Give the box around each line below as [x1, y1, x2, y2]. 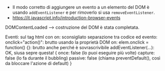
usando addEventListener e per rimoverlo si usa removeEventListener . [12, 9, 155, 15]
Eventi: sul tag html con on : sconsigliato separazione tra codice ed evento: [5, 34, 158, 40]
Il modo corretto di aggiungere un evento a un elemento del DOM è [12, 4, 150, 10]
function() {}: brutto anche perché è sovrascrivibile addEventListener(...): [5, 45, 155, 50]
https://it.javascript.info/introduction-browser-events [12, 15, 121, 20]
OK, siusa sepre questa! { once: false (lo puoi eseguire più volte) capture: [5, 50, 155, 56]
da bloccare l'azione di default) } [5, 61, 72, 66]
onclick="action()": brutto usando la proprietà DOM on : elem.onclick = [5, 39, 149, 45]
